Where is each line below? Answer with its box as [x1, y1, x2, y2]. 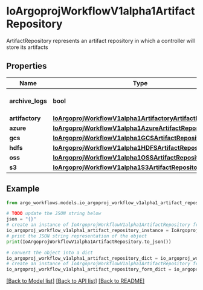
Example [6, 184, 40, 194]
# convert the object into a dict [6, 250, 94, 256]
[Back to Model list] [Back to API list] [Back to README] [6, 277, 145, 285]
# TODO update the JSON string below [6, 210, 101, 217]
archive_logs [9, 97, 47, 105]
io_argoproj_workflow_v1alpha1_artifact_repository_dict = [6, 255, 158, 261]
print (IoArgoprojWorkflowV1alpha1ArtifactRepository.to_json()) [6, 239, 172, 245]
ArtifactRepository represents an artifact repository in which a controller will [6, 37, 195, 44]
